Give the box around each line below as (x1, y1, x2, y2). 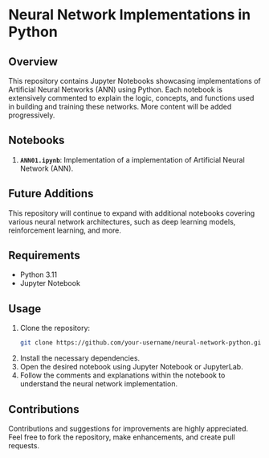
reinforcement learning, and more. (8, 225, 122, 235)
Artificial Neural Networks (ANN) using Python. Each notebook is (8, 85, 223, 94)
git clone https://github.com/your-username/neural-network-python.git (19, 339, 265, 347)
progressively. (8, 110, 55, 120)
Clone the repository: (19, 324, 91, 333)
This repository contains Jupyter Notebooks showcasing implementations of (8, 76, 261, 85)
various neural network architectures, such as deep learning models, (8, 217, 236, 226)
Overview (8, 55, 59, 68)
